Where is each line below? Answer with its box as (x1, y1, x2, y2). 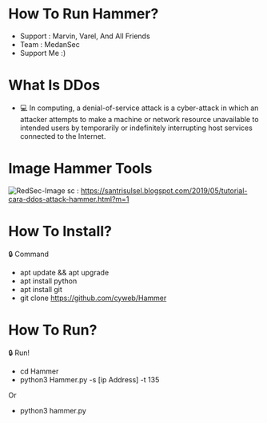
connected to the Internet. (19, 131, 106, 140)
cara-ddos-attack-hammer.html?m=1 (8, 194, 130, 204)
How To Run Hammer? (8, 5, 159, 23)
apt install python (19, 276, 78, 286)
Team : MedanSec (19, 39, 80, 49)
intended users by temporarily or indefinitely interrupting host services (19, 123, 253, 132)
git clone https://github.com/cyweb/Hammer (19, 293, 167, 302)
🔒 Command (8, 249, 50, 259)
